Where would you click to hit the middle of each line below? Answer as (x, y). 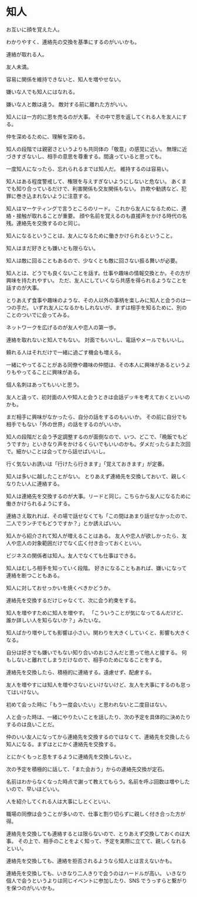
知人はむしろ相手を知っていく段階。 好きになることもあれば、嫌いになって (96, 568)
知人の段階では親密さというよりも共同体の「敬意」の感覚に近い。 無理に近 (97, 149)
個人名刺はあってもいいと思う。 (44, 385)
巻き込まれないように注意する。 (55, 196)
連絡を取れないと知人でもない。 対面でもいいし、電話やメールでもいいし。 (97, 340)
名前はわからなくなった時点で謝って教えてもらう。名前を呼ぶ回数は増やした (98, 781)
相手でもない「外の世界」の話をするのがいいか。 (65, 424)
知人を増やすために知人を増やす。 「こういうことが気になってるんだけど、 (96, 613)
